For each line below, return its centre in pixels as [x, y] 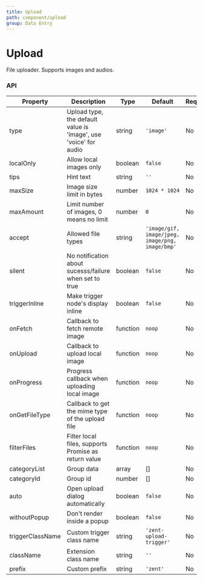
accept [19, 237]
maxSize [21, 190]
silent [17, 270]
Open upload [85, 488]
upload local [84, 354]
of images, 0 [85, 212]
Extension [81, 551]
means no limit [87, 219]
